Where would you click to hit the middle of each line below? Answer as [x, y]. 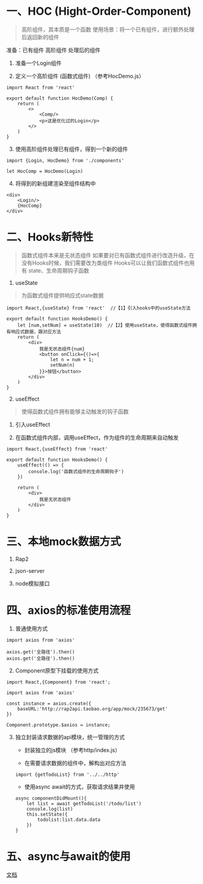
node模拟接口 [32, 583]
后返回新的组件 [40, 37]
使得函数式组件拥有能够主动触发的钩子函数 [75, 411]
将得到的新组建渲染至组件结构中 [55, 183]
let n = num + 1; [72, 359]
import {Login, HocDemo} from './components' [65, 160]
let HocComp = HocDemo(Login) [45, 171]
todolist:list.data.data [69, 820]
